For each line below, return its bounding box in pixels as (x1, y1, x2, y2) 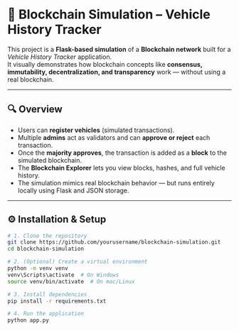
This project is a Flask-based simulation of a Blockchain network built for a (7, 45, 231, 53)
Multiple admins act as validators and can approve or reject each (17, 133, 211, 141)
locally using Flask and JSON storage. (17, 186, 129, 195)
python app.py (7, 317, 50, 324)
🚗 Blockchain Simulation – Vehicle (7, 6, 211, 23)
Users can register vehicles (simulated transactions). (17, 126, 175, 134)
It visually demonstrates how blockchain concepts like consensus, (7, 60, 203, 68)
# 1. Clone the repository (7, 232, 87, 239)
